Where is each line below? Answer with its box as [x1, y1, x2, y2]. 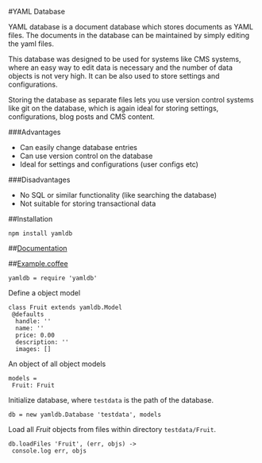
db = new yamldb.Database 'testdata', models [8, 411, 161, 419]
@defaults [11, 311, 44, 318]
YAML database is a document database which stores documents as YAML [8, 22, 254, 31]
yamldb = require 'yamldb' [8, 274, 98, 282]
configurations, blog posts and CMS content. [8, 112, 155, 122]
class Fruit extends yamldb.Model [8, 303, 123, 311]
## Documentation [8, 244, 67, 253]
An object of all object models [8, 359, 106, 368]
